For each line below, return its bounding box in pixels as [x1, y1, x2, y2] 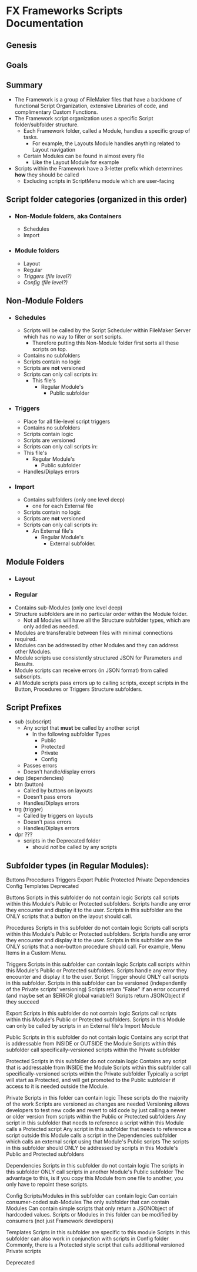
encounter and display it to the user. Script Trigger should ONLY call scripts [6, 973, 189, 981]
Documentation [6, 17, 84, 30]
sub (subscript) [14, 718, 52, 725]
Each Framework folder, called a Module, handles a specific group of [23, 127, 191, 134]
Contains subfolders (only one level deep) [23, 496, 125, 503]
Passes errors [23, 762, 58, 769]
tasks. [23, 133, 38, 140]
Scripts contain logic [23, 430, 74, 437]
